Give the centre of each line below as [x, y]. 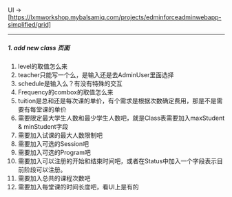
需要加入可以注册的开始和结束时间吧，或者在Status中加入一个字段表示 [117, 160]
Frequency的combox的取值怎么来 [65, 92]
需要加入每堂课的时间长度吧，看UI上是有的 [78, 187]
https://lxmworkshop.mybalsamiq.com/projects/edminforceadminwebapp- [116, 17]
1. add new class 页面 [39, 48]
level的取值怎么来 [43, 66]
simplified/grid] [29, 24]
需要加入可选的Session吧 [53, 143]
